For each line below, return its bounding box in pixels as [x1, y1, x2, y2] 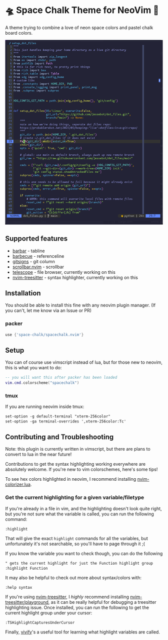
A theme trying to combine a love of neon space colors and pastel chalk [5, 24, 153, 31]
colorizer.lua [5, 481, 31, 488]
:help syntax [5, 585, 32, 590]
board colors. [5, 30, 33, 36]
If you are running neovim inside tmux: [5, 403, 84, 410]
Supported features [5, 235, 68, 243]
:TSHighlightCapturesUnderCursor [5, 620, 75, 625]
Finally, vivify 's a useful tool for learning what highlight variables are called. [5, 629, 160, 635]
